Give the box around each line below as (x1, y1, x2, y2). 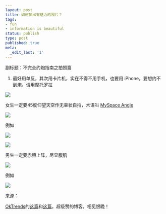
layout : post (5, 7, 33, 13)
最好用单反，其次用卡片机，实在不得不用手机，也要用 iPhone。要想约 (12, 75, 157, 81)
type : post (5, 36, 28, 41)
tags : (5, 17, 17, 22)
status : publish (5, 31, 39, 36)
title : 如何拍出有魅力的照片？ (5, 12, 63, 17)
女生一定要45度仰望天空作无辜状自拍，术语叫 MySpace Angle (5, 102, 134, 108)
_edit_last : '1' (10, 50, 44, 55)
